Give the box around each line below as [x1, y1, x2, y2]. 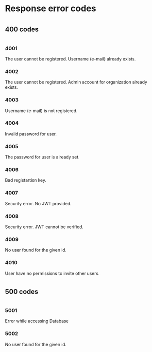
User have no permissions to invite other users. [5, 270, 100, 276]
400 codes [5, 25, 39, 34]
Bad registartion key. [5, 177, 47, 183]
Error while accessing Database [5, 318, 69, 324]
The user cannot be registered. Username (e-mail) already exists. [5, 56, 136, 61]
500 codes [5, 287, 39, 295]
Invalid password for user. [5, 131, 57, 137]
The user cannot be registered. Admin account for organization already [5, 79, 147, 85]
